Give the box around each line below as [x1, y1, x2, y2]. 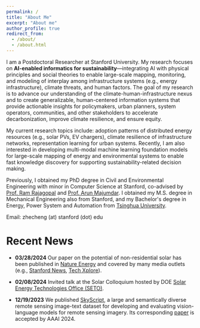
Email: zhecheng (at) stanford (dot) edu [6, 213, 103, 221]
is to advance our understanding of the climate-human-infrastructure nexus [6, 90, 193, 97]
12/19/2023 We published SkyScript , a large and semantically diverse [14, 296, 187, 303]
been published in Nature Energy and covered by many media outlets [14, 260, 185, 267]
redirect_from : [6, 31, 44, 37]
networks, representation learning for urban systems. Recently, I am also [6, 140, 185, 147]
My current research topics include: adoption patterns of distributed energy [6, 126, 192, 134]
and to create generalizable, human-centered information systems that [6, 96, 180, 103]
